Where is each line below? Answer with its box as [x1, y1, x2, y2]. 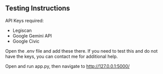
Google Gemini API [12, 32, 52, 39]
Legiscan [12, 27, 32, 33]
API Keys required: [5, 17, 44, 23]
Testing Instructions [5, 4, 70, 13]
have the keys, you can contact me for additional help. [5, 53, 118, 59]
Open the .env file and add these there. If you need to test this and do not [5, 48, 158, 54]
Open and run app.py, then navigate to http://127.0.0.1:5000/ [5, 63, 130, 69]
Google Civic [12, 38, 39, 44]
